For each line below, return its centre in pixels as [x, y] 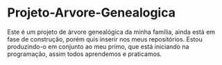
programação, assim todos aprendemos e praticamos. [85, 54]
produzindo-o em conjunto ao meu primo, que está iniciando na [98, 46]
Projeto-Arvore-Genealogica [91, 13]
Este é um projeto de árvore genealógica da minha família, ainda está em [111, 32]
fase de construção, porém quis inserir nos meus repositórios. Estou [105, 39]
